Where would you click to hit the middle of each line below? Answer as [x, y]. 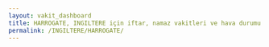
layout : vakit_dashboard [50, 16]
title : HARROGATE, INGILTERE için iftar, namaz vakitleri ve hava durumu [135, 23]
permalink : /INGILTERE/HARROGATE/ [66, 30]
